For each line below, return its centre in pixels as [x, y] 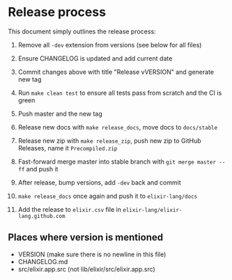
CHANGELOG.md [43, 261]
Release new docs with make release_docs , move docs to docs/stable [118, 127]
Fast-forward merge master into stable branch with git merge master [117, 162]
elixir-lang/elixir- [152, 210]
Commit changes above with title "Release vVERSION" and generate [116, 72]
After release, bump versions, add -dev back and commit [99, 182]
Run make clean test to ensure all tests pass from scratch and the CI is [120, 93]
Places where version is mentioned [85, 238]
